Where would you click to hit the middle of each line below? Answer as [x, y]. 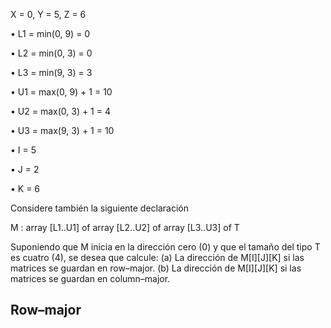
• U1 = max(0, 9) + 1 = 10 [61, 92]
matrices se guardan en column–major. [90, 278]
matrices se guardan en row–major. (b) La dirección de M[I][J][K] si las [156, 268]
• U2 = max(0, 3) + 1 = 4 [60, 111]
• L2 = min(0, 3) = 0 [51, 53]
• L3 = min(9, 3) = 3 [51, 72]
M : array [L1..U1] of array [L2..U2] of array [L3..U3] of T [125, 227]
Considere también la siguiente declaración [100, 208]
